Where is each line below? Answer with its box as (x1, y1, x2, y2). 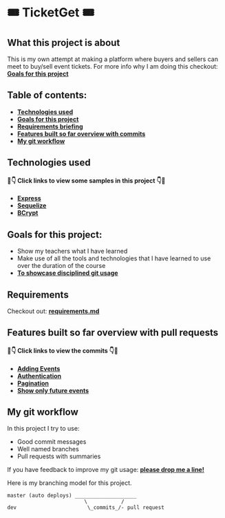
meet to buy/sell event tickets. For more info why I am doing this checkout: (7, 63, 218, 70)
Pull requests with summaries (17, 452, 101, 460)
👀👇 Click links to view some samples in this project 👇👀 (7, 176, 166, 185)
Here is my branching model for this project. (7, 479, 132, 487)
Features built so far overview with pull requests (7, 327, 219, 339)
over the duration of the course (17, 262, 106, 270)
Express (17, 194, 41, 203)
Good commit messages (17, 438, 87, 446)
